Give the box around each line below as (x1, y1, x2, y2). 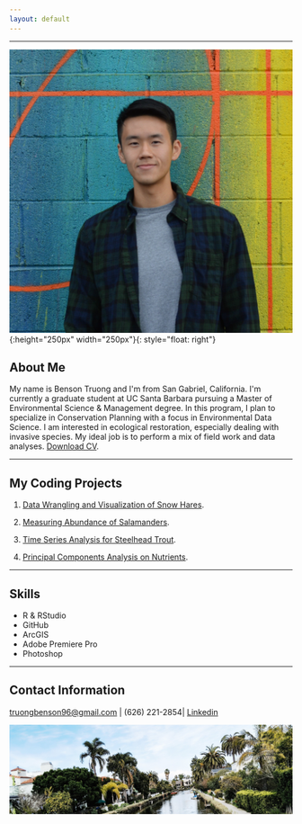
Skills (9, 586, 40, 602)
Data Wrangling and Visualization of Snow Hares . (22, 499, 205, 510)
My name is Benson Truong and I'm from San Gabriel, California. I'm (9, 383, 262, 395)
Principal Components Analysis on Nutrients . (22, 551, 189, 562)
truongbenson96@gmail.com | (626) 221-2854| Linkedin (9, 706, 218, 717)
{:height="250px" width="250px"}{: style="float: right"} (9, 334, 217, 345)
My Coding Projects (9, 475, 123, 490)
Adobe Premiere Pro (22, 639, 98, 649)
